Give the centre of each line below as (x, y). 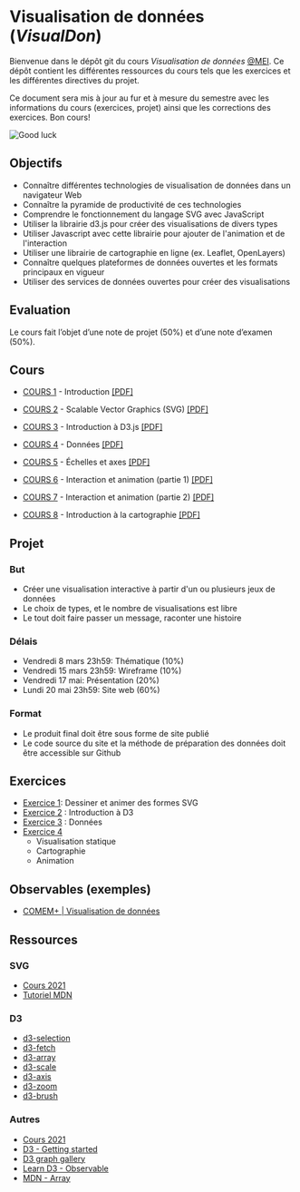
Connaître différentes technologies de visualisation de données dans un (157, 185)
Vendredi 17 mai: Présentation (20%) (91, 680)
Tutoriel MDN (47, 994)
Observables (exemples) (80, 889)
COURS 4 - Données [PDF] (73, 445)
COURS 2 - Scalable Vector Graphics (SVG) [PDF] (115, 409)
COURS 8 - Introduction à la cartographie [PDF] (111, 515)
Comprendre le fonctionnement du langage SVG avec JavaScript (143, 214)
